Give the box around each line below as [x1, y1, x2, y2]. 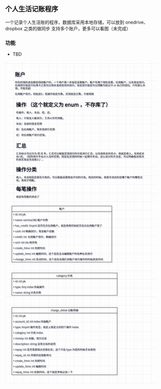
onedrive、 [125, 19, 148, 25]
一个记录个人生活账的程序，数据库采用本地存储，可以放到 [5, 19, 124, 25]
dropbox [5, 25, 23, 31]
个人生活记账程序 [5, 5, 58, 14]
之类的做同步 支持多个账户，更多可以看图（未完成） [23, 25, 131, 31]
